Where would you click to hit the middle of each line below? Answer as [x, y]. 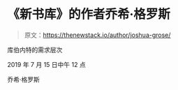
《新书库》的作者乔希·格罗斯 [89, 14]
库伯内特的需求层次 [35, 50]
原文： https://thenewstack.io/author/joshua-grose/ [97, 35]
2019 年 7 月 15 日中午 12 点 [46, 64]
